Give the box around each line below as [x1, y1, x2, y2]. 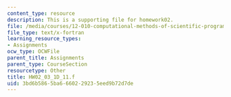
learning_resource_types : [7, 36, 81, 42]
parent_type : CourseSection [7, 61, 88, 68]
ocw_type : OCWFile [7, 48, 60, 55]
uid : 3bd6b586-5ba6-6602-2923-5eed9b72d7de [7, 80, 134, 87]
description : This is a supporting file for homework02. [7, 16, 174, 23]
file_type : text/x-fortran [7, 29, 85, 36]
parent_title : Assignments [7, 55, 85, 61]
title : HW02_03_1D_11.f [7, 73, 76, 81]
